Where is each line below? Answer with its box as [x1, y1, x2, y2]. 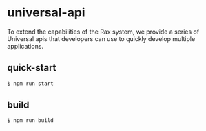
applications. [7, 42, 43, 50]
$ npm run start [7, 80, 54, 87]
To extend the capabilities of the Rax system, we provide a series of [7, 27, 200, 36]
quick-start [7, 62, 56, 73]
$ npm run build [7, 117, 54, 124]
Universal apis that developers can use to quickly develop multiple [7, 34, 196, 43]
